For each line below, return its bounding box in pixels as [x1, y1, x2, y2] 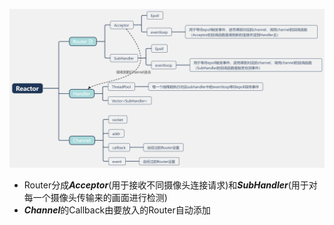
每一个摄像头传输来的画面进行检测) [23, 191, 168, 203]
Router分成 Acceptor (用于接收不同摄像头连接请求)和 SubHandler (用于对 [23, 179, 318, 191]
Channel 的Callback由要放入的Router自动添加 [23, 204, 211, 216]
